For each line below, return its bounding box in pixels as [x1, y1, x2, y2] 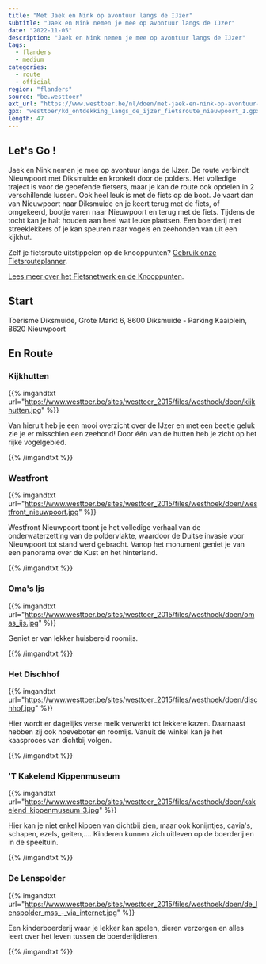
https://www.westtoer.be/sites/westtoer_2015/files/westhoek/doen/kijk [24, 397, 256, 406]
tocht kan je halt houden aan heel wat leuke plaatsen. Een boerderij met [8, 215, 241, 225]
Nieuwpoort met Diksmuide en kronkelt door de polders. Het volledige [8, 173, 237, 183]
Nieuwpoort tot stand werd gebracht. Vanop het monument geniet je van [8, 539, 245, 549]
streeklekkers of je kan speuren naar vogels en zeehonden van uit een [8, 223, 237, 234]
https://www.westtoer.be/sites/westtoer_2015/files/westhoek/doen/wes [24, 499, 258, 509]
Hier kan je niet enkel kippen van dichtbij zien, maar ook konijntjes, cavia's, [8, 821, 253, 830]
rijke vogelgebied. [8, 437, 67, 448]
